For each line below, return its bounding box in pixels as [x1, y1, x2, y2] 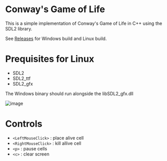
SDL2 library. [5, 25, 32, 31]
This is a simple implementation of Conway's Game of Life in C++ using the [5, 20, 162, 26]
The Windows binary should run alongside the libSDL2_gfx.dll [5, 90, 134, 97]
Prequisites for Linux [5, 53, 95, 65]
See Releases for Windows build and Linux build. [5, 35, 107, 42]
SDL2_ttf [12, 75, 31, 82]
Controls [5, 118, 43, 130]
